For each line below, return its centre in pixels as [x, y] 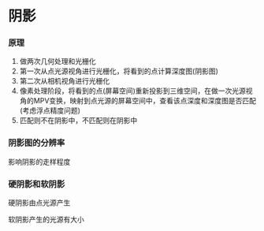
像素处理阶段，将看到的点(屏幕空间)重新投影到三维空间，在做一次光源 [133, 91]
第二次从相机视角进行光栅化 [65, 81]
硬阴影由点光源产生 [39, 203]
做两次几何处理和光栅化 [58, 61]
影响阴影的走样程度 [39, 162]
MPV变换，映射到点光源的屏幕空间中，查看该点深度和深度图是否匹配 [145, 101]
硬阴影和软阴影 [37, 184]
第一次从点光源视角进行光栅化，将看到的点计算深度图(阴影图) [119, 71]
